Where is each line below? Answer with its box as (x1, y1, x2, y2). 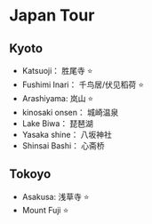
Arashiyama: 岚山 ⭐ (21, 93, 94, 103)
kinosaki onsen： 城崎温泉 (21, 108, 119, 117)
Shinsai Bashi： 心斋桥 (21, 140, 105, 151)
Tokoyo (9, 166, 52, 182)
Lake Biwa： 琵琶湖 (21, 118, 93, 129)
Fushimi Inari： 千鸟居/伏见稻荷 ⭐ (21, 79, 144, 90)
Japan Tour (9, 5, 95, 26)
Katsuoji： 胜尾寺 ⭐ (21, 66, 93, 76)
